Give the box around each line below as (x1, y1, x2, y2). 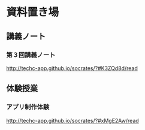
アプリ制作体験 (6, 103, 50, 111)
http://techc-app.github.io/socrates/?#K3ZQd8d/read (6, 64, 138, 72)
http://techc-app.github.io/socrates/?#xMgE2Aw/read (6, 117, 139, 124)
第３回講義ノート (6, 50, 56, 59)
